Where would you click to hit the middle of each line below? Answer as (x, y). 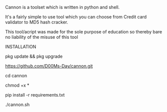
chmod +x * (17, 85)
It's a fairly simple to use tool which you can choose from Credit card (76, 17)
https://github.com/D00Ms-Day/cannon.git (49, 66)
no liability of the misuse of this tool (42, 37)
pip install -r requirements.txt (35, 95)
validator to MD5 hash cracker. (37, 22)
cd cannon (16, 76)
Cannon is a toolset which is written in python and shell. (62, 7)
